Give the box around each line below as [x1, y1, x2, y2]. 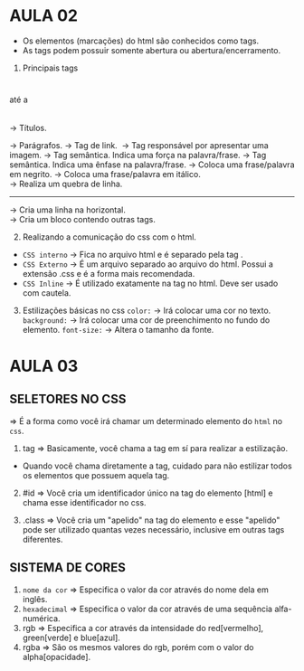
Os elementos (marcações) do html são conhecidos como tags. [22, 35, 260, 46]
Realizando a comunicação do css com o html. [22, 232, 197, 242]
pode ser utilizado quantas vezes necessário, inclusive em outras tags [22, 524, 285, 534]
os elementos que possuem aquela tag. [22, 469, 170, 480]
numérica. [22, 612, 61, 624]
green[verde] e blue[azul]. [22, 632, 120, 643]
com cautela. [22, 287, 71, 298]
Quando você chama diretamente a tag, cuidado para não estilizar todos [22, 460, 292, 471]
